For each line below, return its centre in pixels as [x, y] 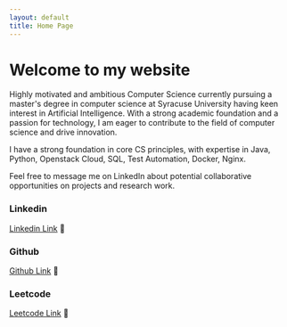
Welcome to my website [100, 70]
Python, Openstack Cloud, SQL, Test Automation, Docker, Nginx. [128, 159]
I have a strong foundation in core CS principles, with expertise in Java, [140, 150]
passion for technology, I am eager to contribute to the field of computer [142, 123]
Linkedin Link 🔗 [37, 228]
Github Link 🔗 [34, 271]
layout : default [39, 17]
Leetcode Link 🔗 [39, 314]
